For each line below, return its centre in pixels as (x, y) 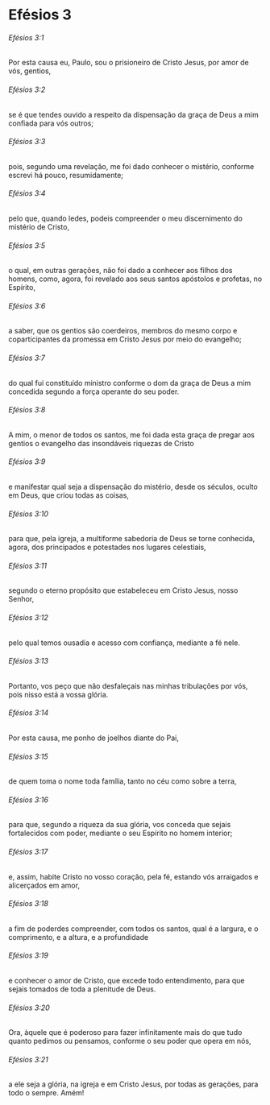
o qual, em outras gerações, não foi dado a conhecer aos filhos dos (120, 271)
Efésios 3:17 (28, 852)
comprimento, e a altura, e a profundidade (79, 937)
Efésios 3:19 (28, 955)
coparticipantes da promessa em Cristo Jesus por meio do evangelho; (125, 339)
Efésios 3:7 (27, 358)
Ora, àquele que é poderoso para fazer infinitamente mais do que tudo (125, 1033)
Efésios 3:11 (27, 565)
